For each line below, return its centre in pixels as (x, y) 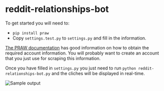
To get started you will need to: (37, 23)
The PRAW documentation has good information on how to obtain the (77, 47)
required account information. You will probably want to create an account (82, 53)
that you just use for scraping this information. (53, 58)
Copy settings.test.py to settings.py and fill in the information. (79, 38)
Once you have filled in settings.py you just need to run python (71, 68)
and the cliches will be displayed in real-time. (98, 73)
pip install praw (31, 33)
